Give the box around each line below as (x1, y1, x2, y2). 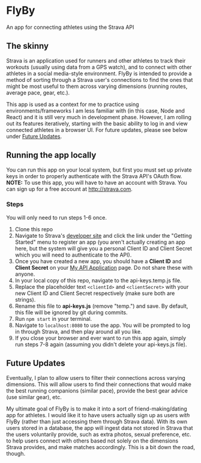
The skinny (6, 41, 49, 51)
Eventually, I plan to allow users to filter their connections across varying (6, 374, 186, 381)
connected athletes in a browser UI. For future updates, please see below (6, 126, 188, 133)
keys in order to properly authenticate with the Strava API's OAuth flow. (6, 172, 182, 179)
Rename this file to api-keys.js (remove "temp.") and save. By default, (14, 302, 188, 309)
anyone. (14, 270, 35, 278)
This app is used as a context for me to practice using (6, 101, 139, 108)
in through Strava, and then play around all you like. (14, 328, 142, 335)
